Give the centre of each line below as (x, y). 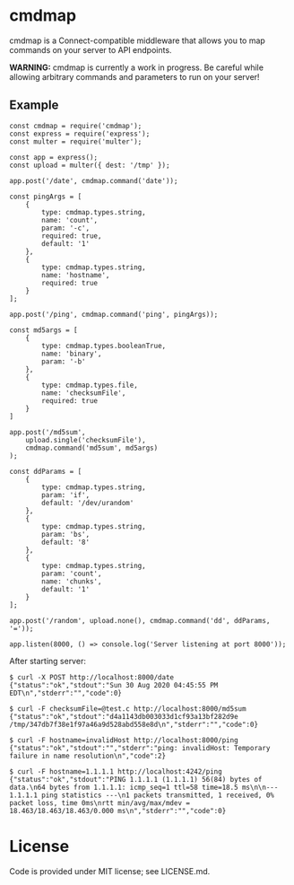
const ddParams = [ (46, 471)
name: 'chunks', (72, 581)
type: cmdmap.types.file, (90, 385)
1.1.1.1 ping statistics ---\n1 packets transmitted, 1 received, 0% (142, 795)
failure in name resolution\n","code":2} (88, 756)
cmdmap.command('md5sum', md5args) (92, 448)
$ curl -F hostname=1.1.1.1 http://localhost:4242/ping (116, 771)
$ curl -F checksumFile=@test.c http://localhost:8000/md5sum (128, 709)
